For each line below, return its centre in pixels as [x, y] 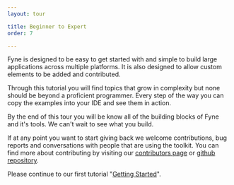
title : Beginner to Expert [47, 26]
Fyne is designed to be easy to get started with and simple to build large [112, 59]
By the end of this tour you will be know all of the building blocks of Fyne [113, 117]
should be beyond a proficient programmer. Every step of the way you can [116, 95]
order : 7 [20, 33]
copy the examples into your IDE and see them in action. [89, 103]
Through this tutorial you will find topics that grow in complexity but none [114, 88]
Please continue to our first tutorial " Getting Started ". [84, 174]
